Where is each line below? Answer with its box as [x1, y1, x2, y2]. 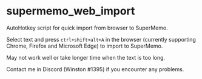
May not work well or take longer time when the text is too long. [6, 54, 166, 61]
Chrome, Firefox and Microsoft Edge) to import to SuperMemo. [6, 42, 163, 49]
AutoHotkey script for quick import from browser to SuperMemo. [6, 24, 168, 31]
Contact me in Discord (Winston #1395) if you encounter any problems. [6, 65, 184, 73]
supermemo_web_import [6, 4, 135, 18]
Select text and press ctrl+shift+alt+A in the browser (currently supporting [6, 36, 196, 43]
